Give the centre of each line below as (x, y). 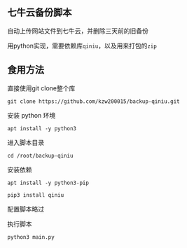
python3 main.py (31, 237)
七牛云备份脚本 (40, 13)
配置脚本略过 (26, 209)
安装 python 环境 (32, 115)
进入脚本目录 (26, 142)
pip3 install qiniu (36, 195)
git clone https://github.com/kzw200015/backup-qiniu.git (93, 101)
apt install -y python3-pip (48, 183)
